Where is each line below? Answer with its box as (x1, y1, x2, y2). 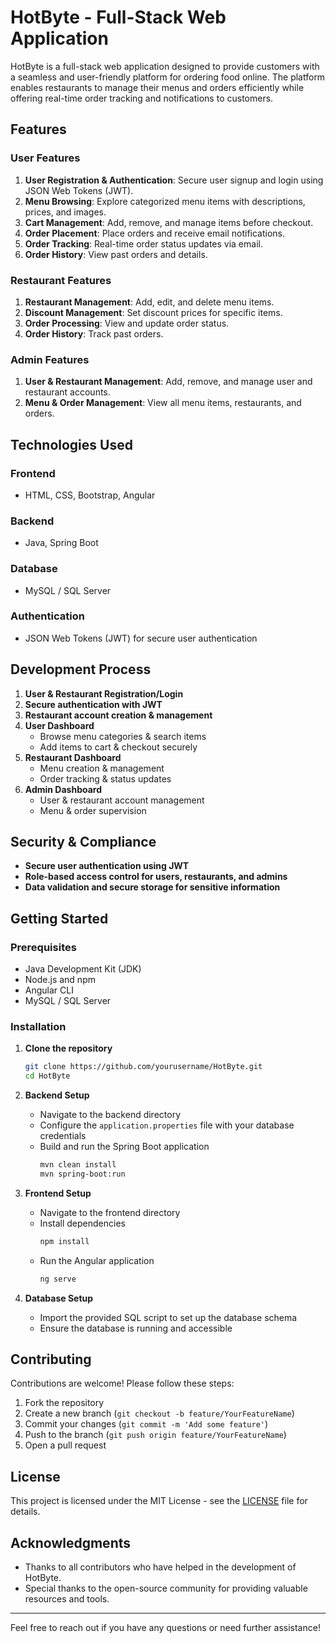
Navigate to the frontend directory (39, 1206, 181, 1218)
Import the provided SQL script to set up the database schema (39, 1311, 298, 1323)
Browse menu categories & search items (39, 730, 207, 742)
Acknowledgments (10, 1534, 132, 1551)
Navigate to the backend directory (39, 1109, 182, 1121)
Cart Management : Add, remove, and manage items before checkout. (24, 216, 314, 228)
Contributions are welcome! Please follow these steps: (10, 1377, 235, 1390)
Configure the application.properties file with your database (39, 1119, 295, 1131)
